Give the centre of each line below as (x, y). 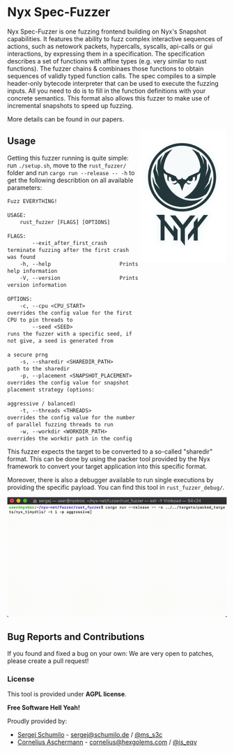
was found (22, 257)
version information (37, 285)
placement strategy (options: (51, 389)
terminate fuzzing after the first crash (68, 250)
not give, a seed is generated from (60, 341)
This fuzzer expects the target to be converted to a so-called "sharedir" (110, 452)
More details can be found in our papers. (66, 119)
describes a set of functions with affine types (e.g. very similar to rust (107, 61)
